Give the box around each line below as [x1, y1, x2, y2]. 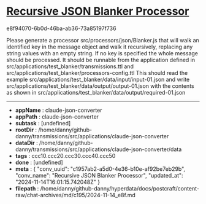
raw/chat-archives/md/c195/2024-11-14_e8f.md [15, 191, 136, 198]
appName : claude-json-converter [15, 106, 102, 114]
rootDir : [15, 126, 37, 133]
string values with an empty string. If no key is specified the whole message [6, 49, 198, 57]
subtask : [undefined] [15, 119, 71, 127]
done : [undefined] [15, 159, 63, 166]
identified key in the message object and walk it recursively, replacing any [6, 43, 193, 50]
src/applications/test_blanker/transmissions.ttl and [6, 63, 134, 70]
